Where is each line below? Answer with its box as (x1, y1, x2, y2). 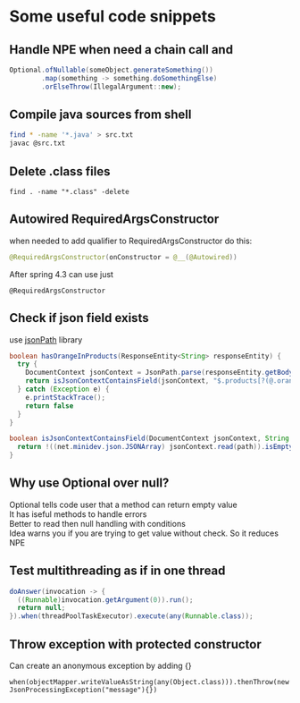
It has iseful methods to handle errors (9, 508, 147, 520)
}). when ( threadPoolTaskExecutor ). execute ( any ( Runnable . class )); (9, 612, 254, 621)
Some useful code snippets (9, 6, 216, 27)
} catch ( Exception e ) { (17, 385, 110, 394)
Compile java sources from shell (9, 107, 192, 123)
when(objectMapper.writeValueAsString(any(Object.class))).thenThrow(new (9, 677, 290, 686)
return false (25, 401, 74, 411)
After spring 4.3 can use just (9, 268, 114, 279)
